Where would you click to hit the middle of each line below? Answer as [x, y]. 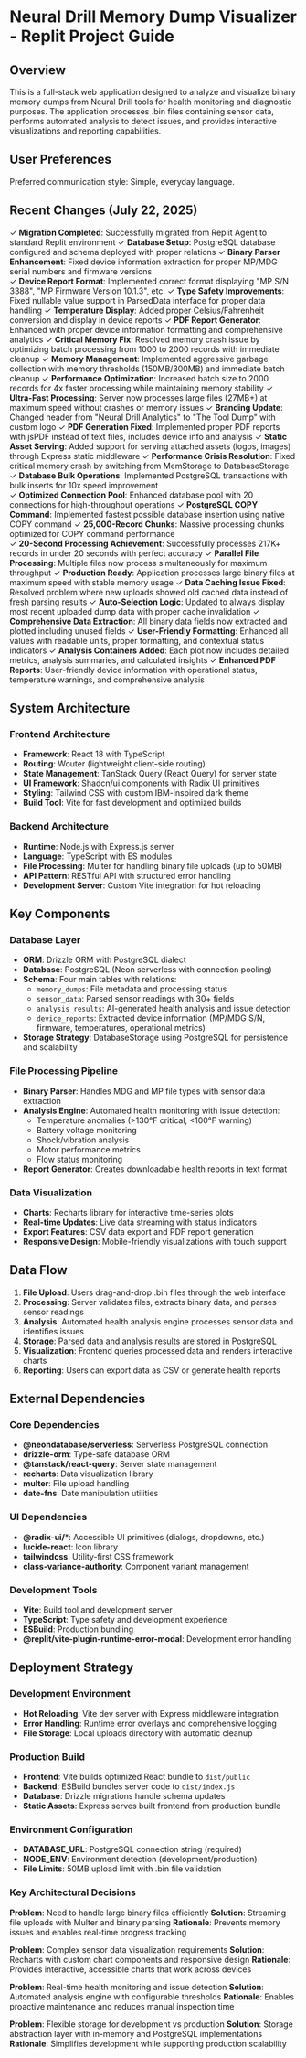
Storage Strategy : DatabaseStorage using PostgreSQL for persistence [155, 1038]
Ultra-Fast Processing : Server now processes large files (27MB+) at [138, 397]
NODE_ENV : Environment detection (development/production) [140, 1860]
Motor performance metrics [89, 1149]
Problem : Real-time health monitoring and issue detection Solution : [137, 1987]
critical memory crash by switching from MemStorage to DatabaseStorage [149, 466]
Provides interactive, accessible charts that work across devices [131, 1969]
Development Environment [70, 1694]
